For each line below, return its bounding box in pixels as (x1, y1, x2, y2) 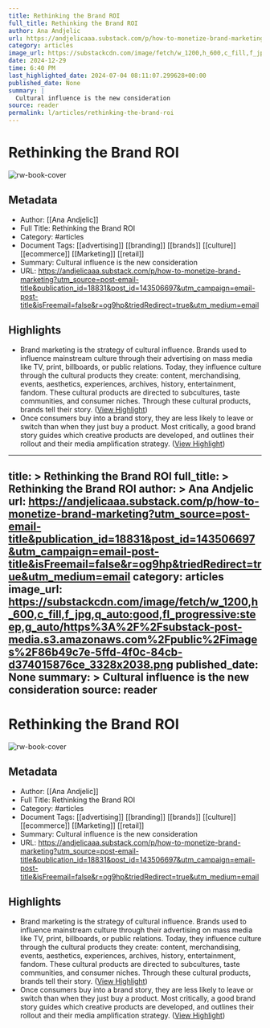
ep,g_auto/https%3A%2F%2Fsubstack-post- (8, 620, 243, 633)
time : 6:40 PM (8, 64, 56, 72)
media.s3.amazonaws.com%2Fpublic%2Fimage (8, 633, 258, 646)
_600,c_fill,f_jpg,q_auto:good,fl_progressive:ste (8, 608, 256, 621)
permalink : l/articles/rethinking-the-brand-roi (8, 109, 174, 117)
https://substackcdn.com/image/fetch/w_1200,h (8, 595, 259, 608)
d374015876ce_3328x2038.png (8, 657, 174, 671)
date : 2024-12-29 (8, 57, 67, 65)
